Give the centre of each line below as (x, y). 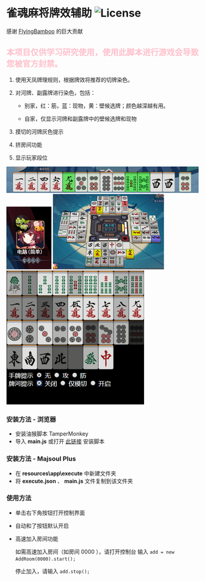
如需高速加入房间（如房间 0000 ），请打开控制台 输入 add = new (95, 552)
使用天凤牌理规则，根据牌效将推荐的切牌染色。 (74, 79)
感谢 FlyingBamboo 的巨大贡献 (45, 31)
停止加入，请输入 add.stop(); (52, 571)
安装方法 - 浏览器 (31, 419)
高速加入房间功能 (37, 538)
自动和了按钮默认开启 (42, 525)
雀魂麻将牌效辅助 (49, 13)
